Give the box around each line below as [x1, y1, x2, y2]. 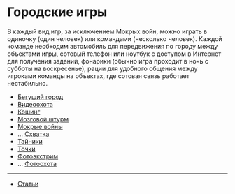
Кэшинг [17, 107, 41, 116]
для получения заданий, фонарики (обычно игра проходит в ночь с [7, 57, 208, 65]
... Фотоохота [17, 159, 57, 167]
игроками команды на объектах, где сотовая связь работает [7, 71, 190, 80]
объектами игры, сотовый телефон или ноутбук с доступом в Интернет [7, 50, 222, 58]
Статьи [17, 179, 39, 188]
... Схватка [17, 130, 50, 138]
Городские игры [7, 4, 108, 20]
